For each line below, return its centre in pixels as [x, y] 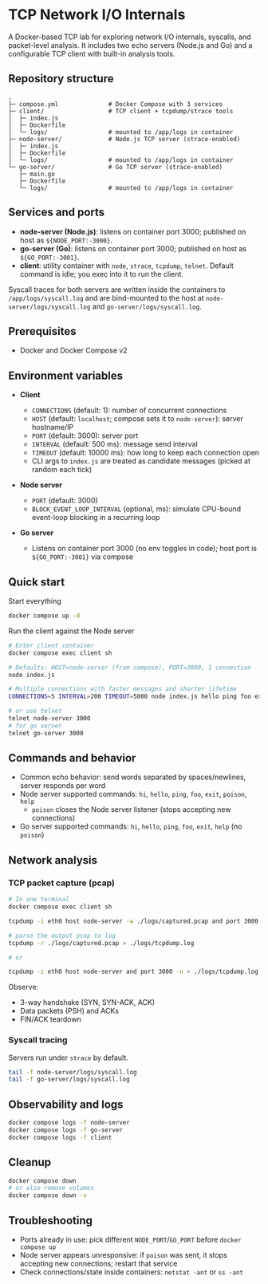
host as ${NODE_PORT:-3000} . [66, 240]
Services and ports [57, 213]
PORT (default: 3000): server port [85, 435]
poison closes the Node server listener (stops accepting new [131, 809]
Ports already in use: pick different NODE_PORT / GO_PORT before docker [130, 1239]
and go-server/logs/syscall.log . [147, 306]
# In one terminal [39, 900]
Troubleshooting [51, 1221]
